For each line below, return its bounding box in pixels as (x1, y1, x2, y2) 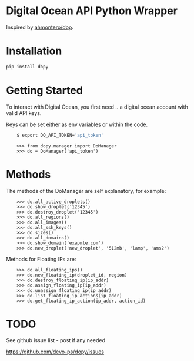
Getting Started (6, 84, 83, 97)
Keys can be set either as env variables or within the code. (6, 121, 148, 128)
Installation (6, 44, 62, 58)
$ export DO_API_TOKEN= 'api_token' (16, 132, 104, 138)
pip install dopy (6, 64, 49, 70)
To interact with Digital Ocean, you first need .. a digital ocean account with (6, 103, 188, 110)
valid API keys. (6, 109, 42, 116)
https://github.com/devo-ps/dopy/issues (6, 348, 105, 355)
